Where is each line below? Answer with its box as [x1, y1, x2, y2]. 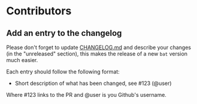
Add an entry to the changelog [6, 28, 122, 38]
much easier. [6, 57, 38, 63]
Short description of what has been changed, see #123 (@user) [14, 79, 172, 87]
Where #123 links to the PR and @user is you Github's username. [6, 91, 166, 98]
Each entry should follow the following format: [6, 68, 120, 75]
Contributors [6, 4, 72, 18]
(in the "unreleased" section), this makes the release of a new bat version [6, 50, 187, 57]
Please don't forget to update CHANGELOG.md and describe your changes [6, 44, 192, 51]
